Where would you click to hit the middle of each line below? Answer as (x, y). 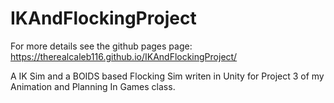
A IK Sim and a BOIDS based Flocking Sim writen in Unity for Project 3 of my (167, 76)
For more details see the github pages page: (101, 46)
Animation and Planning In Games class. (93, 86)
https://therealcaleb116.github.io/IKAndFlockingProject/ (124, 56)
